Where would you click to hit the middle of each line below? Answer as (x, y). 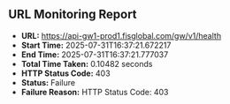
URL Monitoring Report (73, 15)
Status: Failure (48, 82)
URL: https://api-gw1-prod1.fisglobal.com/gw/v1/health (121, 35)
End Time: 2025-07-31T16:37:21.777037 (95, 54)
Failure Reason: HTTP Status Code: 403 (95, 92)
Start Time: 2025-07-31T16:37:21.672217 (96, 45)
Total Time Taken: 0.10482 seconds (87, 63)
